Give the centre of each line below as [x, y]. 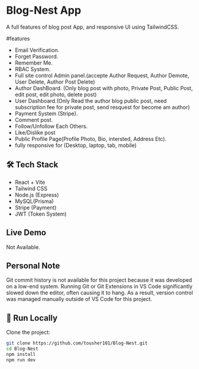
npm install [21, 354]
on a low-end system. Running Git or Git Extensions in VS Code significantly [99, 287]
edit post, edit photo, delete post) [56, 94]
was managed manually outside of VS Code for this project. [79, 299]
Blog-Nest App [44, 10]
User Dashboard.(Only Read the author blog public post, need [91, 101]
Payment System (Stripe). [46, 113]
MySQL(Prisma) [34, 201]
